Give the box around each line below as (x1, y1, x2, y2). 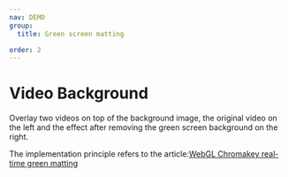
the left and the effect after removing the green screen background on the (9, 122, 278, 133)
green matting (27, 158, 79, 169)
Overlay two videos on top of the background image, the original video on (9, 112, 278, 124)
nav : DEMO (9, 12, 46, 22)
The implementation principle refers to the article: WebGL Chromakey (9, 149, 260, 159)
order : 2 (9, 45, 42, 54)
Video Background (9, 83, 148, 104)
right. (9, 132, 29, 142)
